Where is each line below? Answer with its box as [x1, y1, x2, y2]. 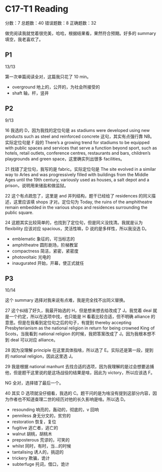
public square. [5, 210, 34, 215]
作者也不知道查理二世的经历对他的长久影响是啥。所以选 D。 [9, 396, 128, 402]
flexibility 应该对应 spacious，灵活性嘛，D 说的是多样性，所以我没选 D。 [5, 226, 149, 231]
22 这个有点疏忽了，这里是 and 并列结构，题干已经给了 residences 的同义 [5, 193, 152, 198]
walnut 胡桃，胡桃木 [12, 431, 52, 437]
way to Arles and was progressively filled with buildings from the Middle [5, 171, 148, 178]
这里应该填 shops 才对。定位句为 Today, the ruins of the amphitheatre [13, 199, 152, 205]
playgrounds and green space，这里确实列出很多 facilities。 [5, 156, 125, 162]
